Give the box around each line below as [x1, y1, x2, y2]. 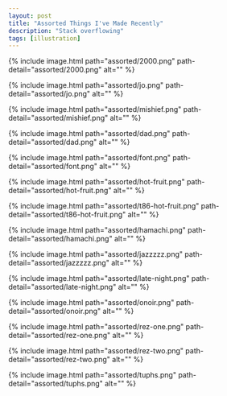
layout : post [8, 11, 52, 20]
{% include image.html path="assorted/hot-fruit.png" [8, 177, 185, 187]
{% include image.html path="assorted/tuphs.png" [8, 370, 177, 380]
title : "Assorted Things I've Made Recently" [8, 19, 163, 27]
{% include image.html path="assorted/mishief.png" [8, 105, 182, 114]
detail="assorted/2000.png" [8, 65, 102, 75]
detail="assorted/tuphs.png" [8, 379, 103, 389]
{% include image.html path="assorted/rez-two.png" [8, 346, 184, 356]
